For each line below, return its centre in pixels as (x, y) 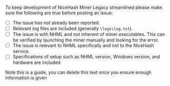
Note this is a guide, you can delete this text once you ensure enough (79, 72)
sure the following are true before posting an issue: (59, 13)
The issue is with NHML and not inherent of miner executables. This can (89, 34)
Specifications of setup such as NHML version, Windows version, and (86, 57)
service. (21, 51)
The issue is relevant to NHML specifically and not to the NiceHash (83, 46)
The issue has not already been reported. (56, 23)
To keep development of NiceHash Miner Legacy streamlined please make (84, 7)
